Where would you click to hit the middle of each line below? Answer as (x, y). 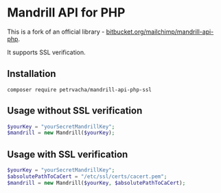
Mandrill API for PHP (66, 13)
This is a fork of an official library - (56, 32)
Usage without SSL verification (75, 111)
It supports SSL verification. (46, 52)
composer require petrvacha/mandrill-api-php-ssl (80, 90)
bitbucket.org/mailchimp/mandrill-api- (160, 32)
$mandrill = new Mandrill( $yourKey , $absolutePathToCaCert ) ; (96, 183)
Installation (32, 74)
